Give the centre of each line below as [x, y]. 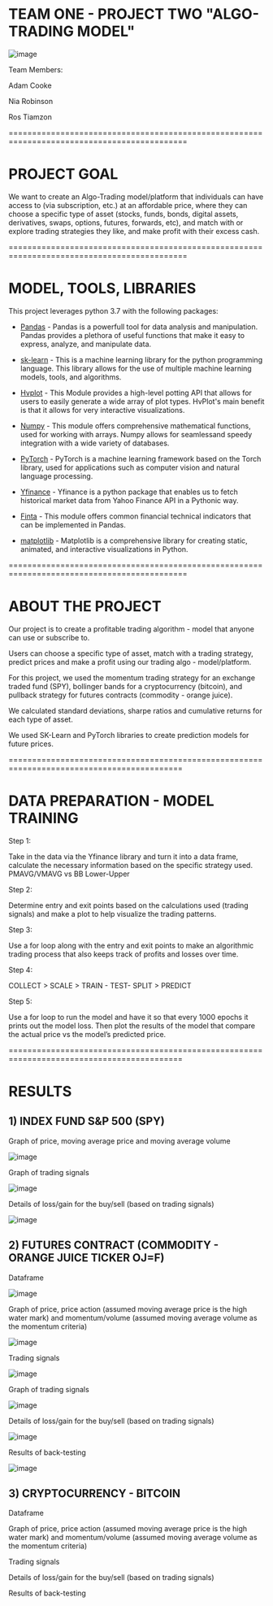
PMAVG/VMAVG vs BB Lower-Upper [69, 874]
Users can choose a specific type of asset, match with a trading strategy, [131, 653]
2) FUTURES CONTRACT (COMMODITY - [114, 1246]
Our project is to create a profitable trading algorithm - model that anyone [131, 629]
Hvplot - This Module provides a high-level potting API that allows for [136, 393]
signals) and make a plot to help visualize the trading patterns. [113, 914]
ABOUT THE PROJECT [85, 606]
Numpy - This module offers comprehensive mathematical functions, [135, 425]
